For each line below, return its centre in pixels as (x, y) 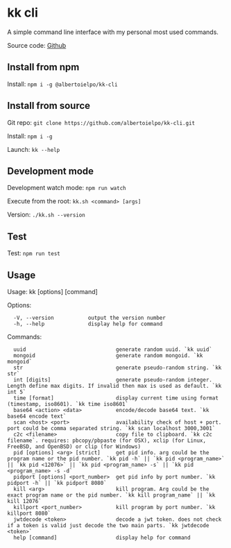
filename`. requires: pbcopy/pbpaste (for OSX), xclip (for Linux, (107, 440)
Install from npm (43, 67)
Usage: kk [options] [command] (53, 292)
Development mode (51, 171)
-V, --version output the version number (90, 318)
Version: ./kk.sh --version (46, 215)
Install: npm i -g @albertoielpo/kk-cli (62, 84)
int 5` (17, 392)
